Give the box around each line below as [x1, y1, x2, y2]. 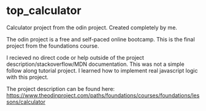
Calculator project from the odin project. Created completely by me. [6, 24, 178, 31]
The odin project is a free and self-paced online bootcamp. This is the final [6, 35, 195, 43]
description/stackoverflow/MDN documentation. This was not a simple [6, 60, 185, 68]
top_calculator [6, 4, 82, 18]
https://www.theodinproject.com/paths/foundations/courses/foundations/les [6, 91, 200, 99]
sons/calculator [6, 98, 46, 106]
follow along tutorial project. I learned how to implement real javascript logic [6, 66, 198, 74]
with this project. [6, 73, 49, 81]
